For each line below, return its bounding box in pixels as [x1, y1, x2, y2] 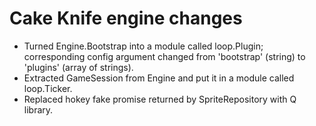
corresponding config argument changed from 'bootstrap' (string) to [23, 50, 306, 62]
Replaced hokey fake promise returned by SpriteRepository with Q [23, 93, 297, 105]
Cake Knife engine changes [9, 7, 243, 30]
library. [23, 103, 54, 116]
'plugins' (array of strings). [23, 61, 134, 73]
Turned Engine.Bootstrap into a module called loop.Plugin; [23, 40, 264, 52]
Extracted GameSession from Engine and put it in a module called [23, 72, 295, 84]
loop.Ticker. [23, 82, 73, 94]
